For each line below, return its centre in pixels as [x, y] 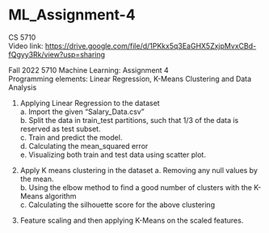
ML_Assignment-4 [72, 15]
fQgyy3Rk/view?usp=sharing [57, 54]
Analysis [23, 87]
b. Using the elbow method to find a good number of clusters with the [136, 187]
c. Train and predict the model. [71, 137]
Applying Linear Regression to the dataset [90, 103]
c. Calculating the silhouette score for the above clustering [118, 205]
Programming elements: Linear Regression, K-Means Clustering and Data [130, 78]
